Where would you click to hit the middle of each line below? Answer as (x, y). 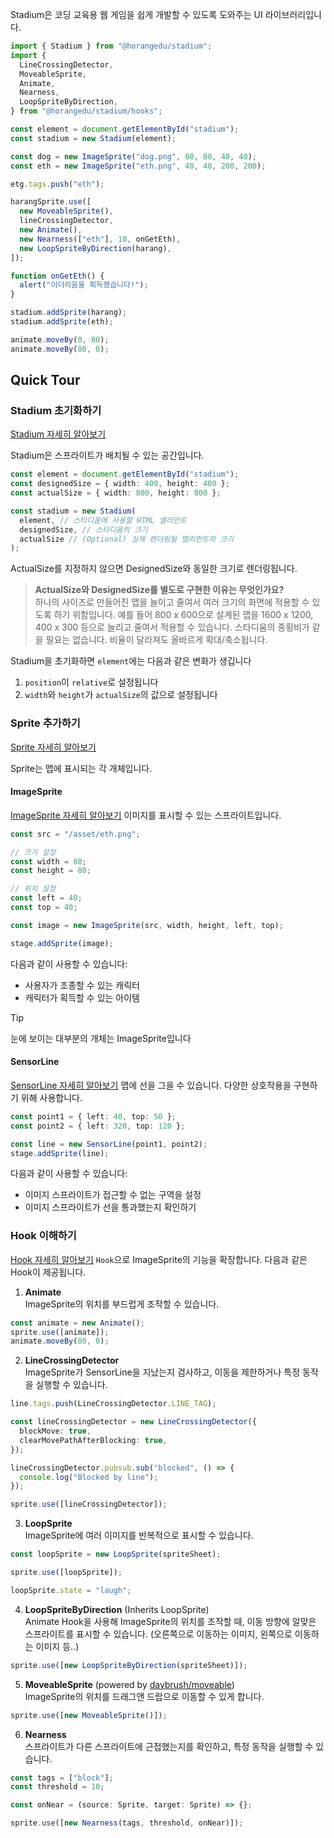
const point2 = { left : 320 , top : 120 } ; (98, 1126)
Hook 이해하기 (43, 1236)
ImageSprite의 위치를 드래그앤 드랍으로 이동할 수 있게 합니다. (144, 1696)
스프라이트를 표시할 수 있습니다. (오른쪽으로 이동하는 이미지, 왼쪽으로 (158, 1634)
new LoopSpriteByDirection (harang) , (95, 248)
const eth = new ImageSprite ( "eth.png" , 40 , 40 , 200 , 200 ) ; (138, 166)
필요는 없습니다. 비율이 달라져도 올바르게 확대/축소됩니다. (156, 640)
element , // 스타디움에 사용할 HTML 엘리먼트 (103, 520)
